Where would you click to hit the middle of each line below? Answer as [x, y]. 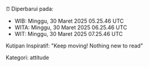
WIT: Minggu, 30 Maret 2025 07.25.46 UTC [68, 34]
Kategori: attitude [27, 58]
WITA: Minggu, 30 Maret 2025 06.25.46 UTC [71, 27]
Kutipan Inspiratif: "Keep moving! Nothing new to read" [74, 46]
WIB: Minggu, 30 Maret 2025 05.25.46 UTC [69, 21]
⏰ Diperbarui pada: [30, 9]
